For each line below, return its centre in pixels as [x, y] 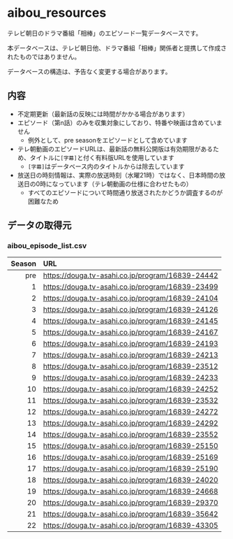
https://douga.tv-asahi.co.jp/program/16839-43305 [130, 526]
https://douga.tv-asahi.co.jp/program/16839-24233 [130, 378]
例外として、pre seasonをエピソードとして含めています [108, 140]
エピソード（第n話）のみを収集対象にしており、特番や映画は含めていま [120, 122]
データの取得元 [39, 225]
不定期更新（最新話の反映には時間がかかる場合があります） [103, 114]
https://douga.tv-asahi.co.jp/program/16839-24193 [130, 344]
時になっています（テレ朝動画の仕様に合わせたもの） [116, 184]
